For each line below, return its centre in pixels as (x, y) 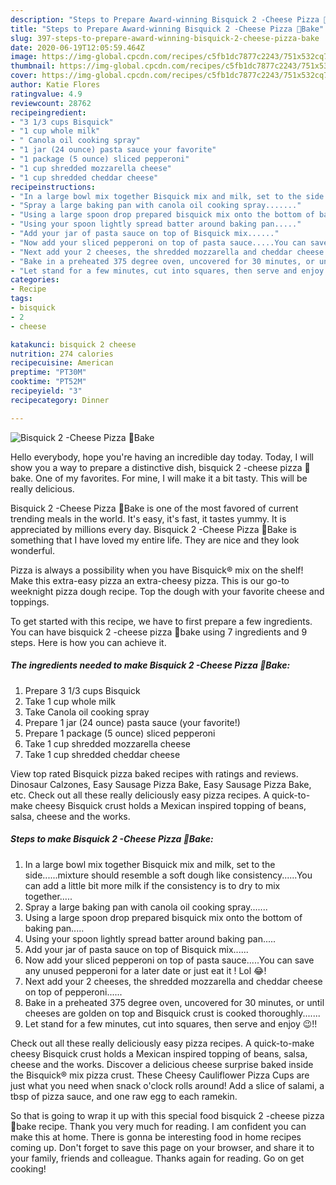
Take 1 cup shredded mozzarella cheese (107, 743)
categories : (35, 280)
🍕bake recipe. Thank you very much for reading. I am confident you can (158, 1126)
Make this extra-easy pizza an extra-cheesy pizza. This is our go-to (150, 580)
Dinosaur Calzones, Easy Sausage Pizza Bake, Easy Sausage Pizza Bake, (161, 784)
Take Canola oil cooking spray (87, 712)
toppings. (30, 602)
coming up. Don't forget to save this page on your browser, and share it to (162, 1147)
